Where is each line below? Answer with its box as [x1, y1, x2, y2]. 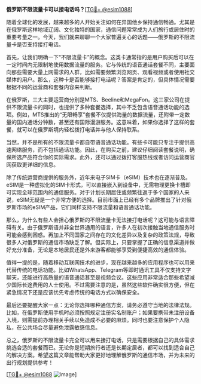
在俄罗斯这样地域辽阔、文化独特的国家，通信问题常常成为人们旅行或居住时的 [6, 26, 195, 33]
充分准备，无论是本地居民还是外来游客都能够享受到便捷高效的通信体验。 [11, 246, 190, 253]
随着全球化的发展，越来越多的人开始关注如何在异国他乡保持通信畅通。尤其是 [6, 19, 195, 26]
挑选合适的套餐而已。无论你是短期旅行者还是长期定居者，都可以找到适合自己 [6, 344, 195, 351]
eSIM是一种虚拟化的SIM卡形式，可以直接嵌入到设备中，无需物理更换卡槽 [6, 182, 185, 188]
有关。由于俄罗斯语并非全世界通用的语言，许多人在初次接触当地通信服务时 [11, 224, 195, 231]
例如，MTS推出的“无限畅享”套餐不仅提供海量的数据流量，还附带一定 [16, 111, 185, 118]
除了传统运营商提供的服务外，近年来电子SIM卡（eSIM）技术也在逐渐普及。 [6, 174, 191, 181]
